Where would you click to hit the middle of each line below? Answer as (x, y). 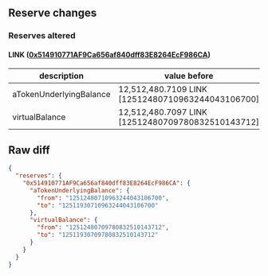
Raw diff (29, 150)
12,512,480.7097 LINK (163, 112)
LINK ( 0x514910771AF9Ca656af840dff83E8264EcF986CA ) (110, 54)
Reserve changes (53, 13)
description (61, 76)
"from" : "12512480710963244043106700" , (103, 198)
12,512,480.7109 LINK (163, 89)
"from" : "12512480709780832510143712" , (103, 227)
